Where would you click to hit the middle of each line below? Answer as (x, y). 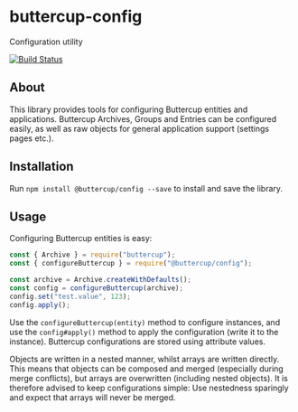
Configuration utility (46, 42)
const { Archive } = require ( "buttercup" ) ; (93, 255)
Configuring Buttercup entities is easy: (81, 239)
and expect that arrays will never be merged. (93, 397)
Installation (42, 167)
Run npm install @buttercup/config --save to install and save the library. (146, 188)
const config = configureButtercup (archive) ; (96, 288)
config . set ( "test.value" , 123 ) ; (70, 296)
